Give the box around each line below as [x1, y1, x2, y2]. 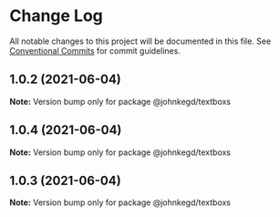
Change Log [9, 5, 103, 26]
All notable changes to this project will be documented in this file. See [9, 36, 272, 46]
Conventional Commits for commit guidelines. [9, 45, 181, 56]
